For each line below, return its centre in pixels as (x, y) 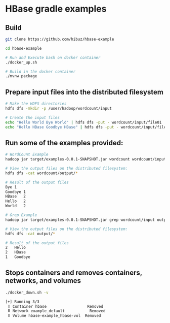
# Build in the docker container (40, 72)
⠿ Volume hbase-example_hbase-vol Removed (54, 316)
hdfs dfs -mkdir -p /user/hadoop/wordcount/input (59, 108)
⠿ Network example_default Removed (56, 311)
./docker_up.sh (21, 62)
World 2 (16, 206)
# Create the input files (32, 117)
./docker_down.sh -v (27, 293)
